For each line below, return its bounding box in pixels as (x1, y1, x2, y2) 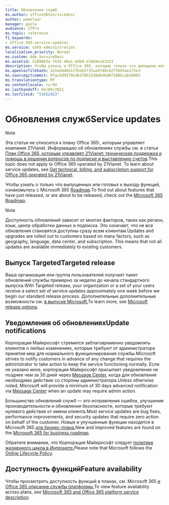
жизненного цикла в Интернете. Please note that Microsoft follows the (5, 445, 152, 451)
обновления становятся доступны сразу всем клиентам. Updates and (5, 228, 154, 234)
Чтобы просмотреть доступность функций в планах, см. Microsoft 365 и (5, 478, 161, 484)
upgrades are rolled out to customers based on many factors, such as (5, 233, 150, 239)
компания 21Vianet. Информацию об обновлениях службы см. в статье (5, 145, 158, 151)
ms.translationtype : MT (5, 78, 55, 83)
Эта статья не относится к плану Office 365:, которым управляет (5, 139, 145, 146)
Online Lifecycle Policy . (5, 450, 54, 456)
